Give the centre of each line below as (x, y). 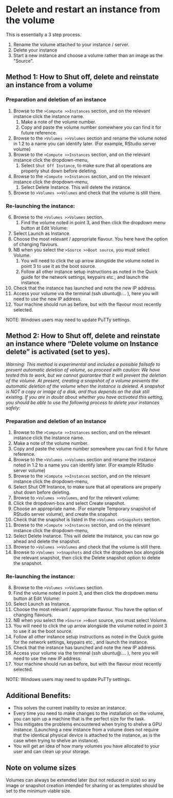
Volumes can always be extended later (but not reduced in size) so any (81, 780)
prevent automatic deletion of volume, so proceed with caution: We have (83, 369)
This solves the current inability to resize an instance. (70, 708)
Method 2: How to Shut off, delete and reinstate (83, 336)
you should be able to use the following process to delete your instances (83, 402)
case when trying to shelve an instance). (56, 741)
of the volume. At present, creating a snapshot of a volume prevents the (82, 380)
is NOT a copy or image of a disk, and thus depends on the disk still (78, 392)
